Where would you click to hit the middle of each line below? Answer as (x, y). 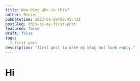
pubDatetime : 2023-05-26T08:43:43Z (43, 19)
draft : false (19, 33)
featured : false (22, 29)
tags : (11, 38)
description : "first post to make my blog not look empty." (71, 48)
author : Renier (21, 15)
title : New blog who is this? (37, 10)
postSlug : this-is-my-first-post (41, 24)
